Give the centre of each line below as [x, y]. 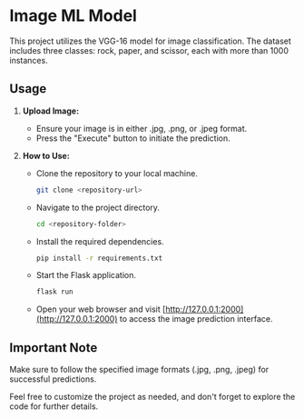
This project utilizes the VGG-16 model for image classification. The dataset [151, 41]
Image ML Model [74, 16]
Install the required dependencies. [100, 241]
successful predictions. [53, 379]
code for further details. [54, 406]
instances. [29, 60]
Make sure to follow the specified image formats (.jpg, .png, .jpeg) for [139, 370]
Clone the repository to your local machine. [117, 173]
